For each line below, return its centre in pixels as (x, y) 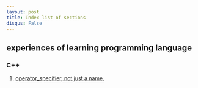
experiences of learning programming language (99, 48)
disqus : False (24, 23)
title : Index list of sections (46, 18)
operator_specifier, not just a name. (60, 78)
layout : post (23, 12)
